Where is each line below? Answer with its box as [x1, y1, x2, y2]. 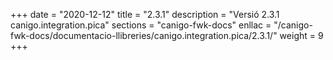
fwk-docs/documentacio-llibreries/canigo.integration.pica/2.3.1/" [10, 30, 278, 41]
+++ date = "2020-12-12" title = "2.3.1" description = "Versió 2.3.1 [10, 9, 280, 20]
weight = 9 [279, 30, 324, 41]
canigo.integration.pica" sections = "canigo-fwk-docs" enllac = [10, 19, 272, 31]
